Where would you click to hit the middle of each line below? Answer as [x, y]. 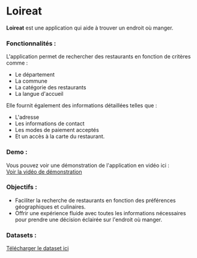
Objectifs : [22, 187]
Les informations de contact [50, 124]
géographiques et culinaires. [50, 207]
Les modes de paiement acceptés [57, 130]
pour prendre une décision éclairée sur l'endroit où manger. [89, 219]
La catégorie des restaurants [50, 87]
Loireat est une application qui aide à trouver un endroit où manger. [90, 28]
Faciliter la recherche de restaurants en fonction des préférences [95, 200]
